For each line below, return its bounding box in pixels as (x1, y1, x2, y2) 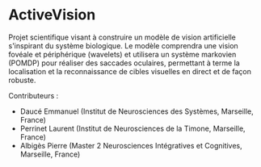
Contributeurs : (8, 90, 59, 100)
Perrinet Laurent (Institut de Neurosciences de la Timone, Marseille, (19, 123, 246, 133)
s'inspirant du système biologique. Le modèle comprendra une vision (8, 40, 238, 50)
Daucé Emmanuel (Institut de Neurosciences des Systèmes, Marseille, (19, 106, 255, 116)
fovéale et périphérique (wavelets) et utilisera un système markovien (8, 49, 237, 59)
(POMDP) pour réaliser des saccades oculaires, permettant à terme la (8, 58, 240, 68)
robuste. (8, 75, 36, 85)
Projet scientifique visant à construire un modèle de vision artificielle (8, 32, 237, 42)
